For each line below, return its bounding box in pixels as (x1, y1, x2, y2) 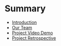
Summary (4, 3, 46, 14)
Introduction (11, 19, 37, 25)
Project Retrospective (11, 35, 57, 41)
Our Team (11, 24, 33, 30)
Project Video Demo (11, 30, 53, 36)
